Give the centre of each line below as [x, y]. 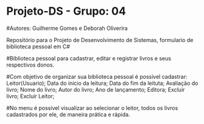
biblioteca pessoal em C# [38, 46]
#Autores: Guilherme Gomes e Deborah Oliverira [67, 28]
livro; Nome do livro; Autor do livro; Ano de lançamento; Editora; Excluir [96, 89]
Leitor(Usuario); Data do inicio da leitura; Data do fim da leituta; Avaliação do [102, 83]
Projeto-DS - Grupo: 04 [66, 11]
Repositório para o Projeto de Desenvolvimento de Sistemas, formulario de [100, 40]
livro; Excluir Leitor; [30, 96]
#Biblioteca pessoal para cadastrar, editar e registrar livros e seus [89, 58]
